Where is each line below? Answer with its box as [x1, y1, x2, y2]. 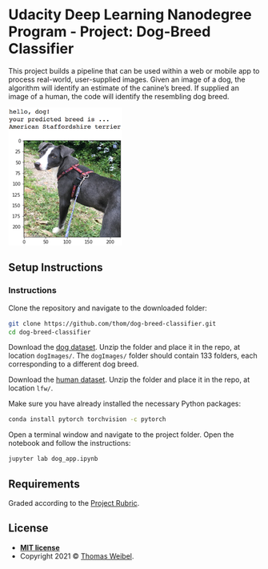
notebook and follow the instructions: [8, 439, 131, 448]
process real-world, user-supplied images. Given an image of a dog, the [8, 74, 246, 84]
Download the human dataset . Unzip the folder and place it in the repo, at [8, 375, 250, 385]
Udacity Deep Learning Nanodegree [8, 6, 252, 24]
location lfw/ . [8, 383, 54, 393]
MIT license [19, 543, 60, 552]
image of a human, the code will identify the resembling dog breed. [8, 91, 230, 101]
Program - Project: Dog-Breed [8, 22, 211, 41]
